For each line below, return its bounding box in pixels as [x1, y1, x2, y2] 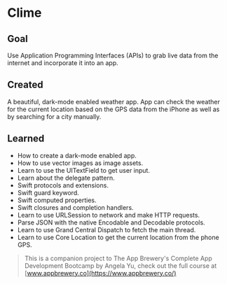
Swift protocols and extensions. [17, 180, 109, 190]
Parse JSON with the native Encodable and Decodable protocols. [17, 218, 205, 227]
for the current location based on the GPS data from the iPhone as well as [7, 105, 220, 113]
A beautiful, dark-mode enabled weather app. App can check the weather [7, 97, 221, 106]
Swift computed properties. [17, 196, 97, 204]
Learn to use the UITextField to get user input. [17, 166, 151, 174]
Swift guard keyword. [17, 188, 79, 197]
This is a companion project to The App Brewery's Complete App [24, 254, 212, 262]
